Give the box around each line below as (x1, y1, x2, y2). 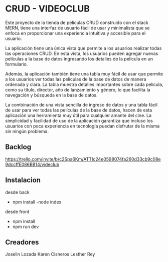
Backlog (5, 143, 32, 151)
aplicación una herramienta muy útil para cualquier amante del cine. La (5, 112, 152, 118)
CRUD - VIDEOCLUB (5, 3, 90, 14)
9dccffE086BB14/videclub (5, 161, 59, 167)
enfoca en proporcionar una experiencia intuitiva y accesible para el (5, 30, 146, 36)
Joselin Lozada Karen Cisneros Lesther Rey (5, 251, 95, 257)
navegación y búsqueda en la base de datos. (5, 92, 98, 98)
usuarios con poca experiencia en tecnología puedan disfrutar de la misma (5, 123, 160, 129)
